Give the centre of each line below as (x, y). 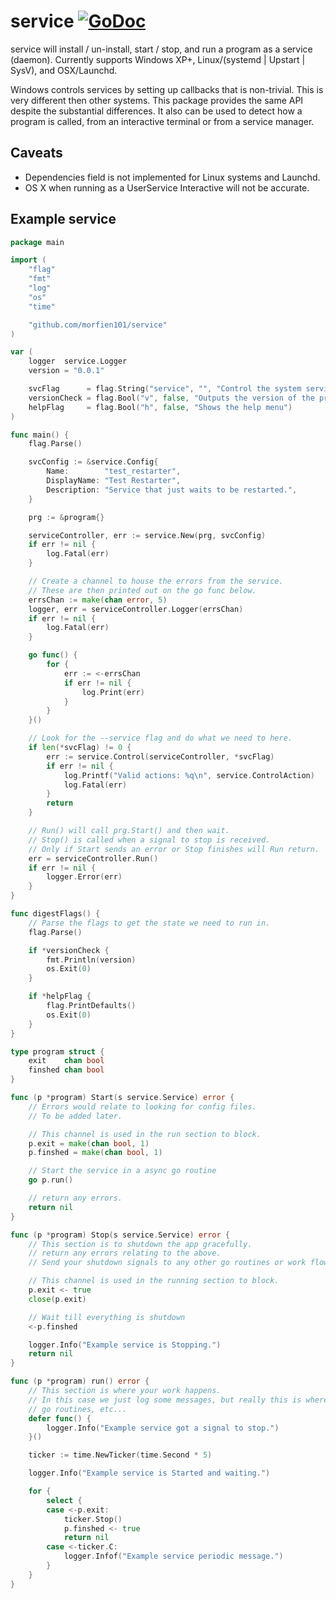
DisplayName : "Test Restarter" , (114, 481)
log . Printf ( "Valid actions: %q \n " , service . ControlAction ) (189, 775)
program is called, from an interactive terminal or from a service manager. (162, 121)
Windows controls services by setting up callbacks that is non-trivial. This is (167, 89)
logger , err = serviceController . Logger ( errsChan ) (136, 609)
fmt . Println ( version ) (91, 960)
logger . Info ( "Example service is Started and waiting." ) (149, 1473)
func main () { (40, 435)
